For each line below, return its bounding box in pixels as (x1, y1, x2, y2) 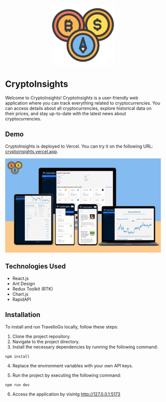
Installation (5, 311, 41, 319)
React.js (12, 275, 29, 281)
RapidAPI (12, 296, 31, 302)
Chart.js (12, 291, 29, 297)
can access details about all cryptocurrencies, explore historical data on (5, 105, 152, 111)
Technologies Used (5, 262, 66, 271)
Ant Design (12, 281, 36, 286)
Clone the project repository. (12, 333, 71, 339)
